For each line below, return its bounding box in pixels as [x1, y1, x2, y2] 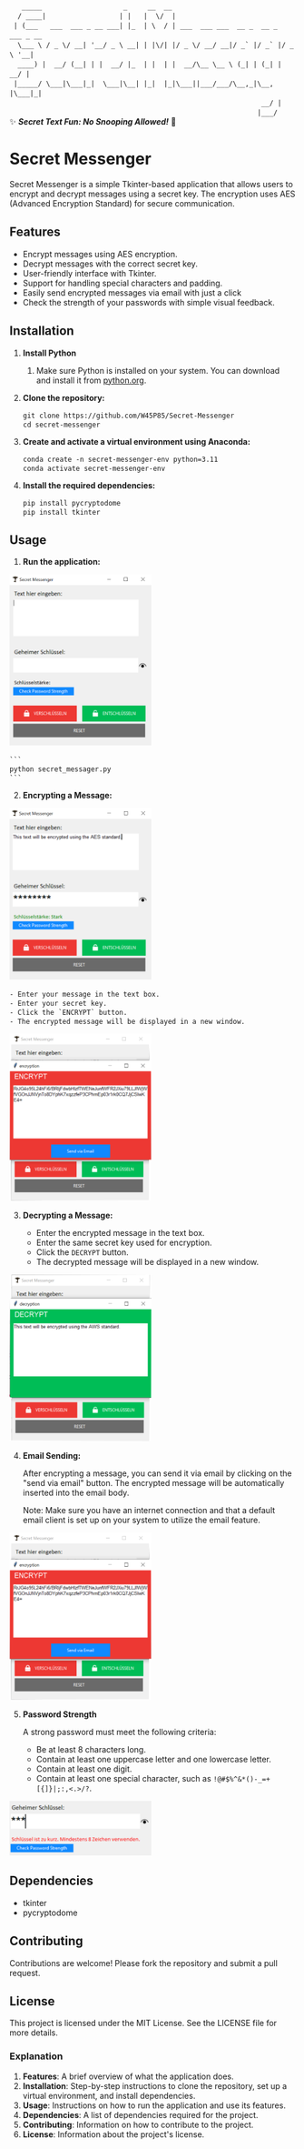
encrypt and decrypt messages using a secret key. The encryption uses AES [9, 188, 296, 199]
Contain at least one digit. [35, 1763, 132, 1774]
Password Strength [22, 1709, 97, 1720]
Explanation [9, 2050, 64, 2063]
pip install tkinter [22, 507, 101, 517]
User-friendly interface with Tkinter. [22, 267, 157, 278]
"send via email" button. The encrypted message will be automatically [22, 1478, 285, 1489]
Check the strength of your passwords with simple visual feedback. [22, 296, 275, 307]
